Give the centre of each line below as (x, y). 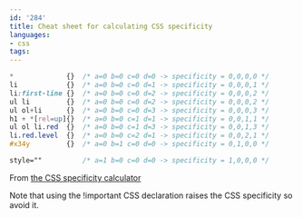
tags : (19, 52)
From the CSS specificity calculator (75, 177)
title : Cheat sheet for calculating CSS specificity (111, 26)
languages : (30, 35)
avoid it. (24, 204)
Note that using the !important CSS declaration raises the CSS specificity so (151, 195)
